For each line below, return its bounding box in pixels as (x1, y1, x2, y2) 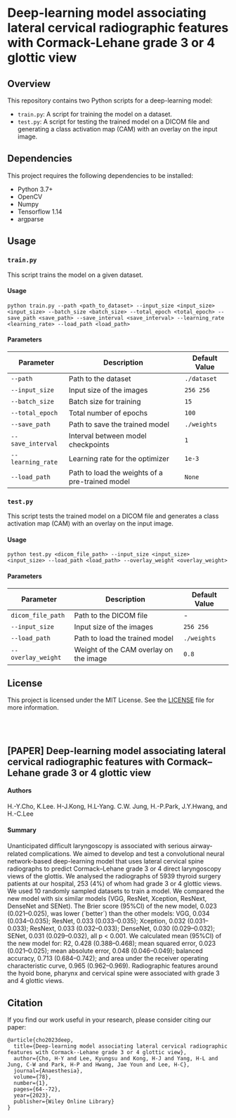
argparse (17, 214, 44, 223)
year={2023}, (13, 1092, 52, 1099)
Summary (7, 826, 37, 834)
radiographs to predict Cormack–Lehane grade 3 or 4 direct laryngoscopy (7, 864, 221, 873)
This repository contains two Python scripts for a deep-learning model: (7, 96, 213, 105)
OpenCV (17, 192, 43, 201)
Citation (7, 996, 44, 1009)
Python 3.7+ (17, 185, 53, 193)
